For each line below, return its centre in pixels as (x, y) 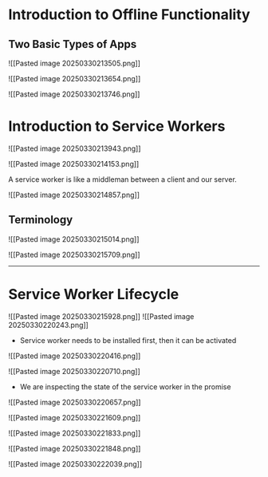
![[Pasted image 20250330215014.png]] (74, 239)
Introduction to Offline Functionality (129, 15)
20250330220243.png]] (49, 325)
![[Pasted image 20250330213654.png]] (75, 79)
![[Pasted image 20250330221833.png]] (75, 433)
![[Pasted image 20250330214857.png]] (74, 195)
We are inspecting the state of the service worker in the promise (125, 386)
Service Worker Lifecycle (94, 294)
